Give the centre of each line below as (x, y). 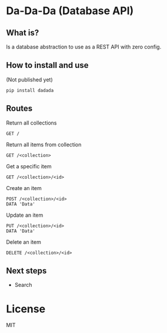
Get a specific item (29, 166)
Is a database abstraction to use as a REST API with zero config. (84, 47)
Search (23, 285)
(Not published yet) (29, 79)
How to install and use (48, 65)
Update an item (25, 215)
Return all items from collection (44, 144)
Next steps (26, 271)
